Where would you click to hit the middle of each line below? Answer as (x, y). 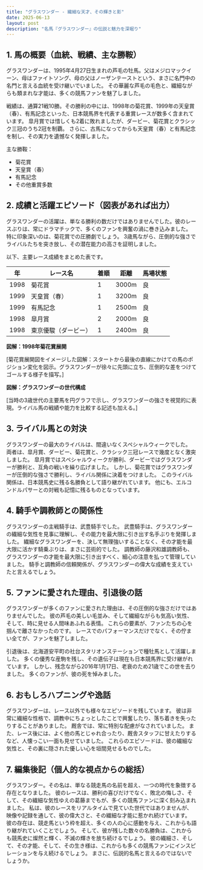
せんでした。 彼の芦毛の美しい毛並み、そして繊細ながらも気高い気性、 (105, 616)
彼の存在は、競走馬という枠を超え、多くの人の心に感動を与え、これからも (99, 823)
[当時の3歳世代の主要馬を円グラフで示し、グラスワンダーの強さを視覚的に (99, 400)
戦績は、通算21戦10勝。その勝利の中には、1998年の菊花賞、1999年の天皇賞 (101, 106)
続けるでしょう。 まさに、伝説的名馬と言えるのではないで (120, 853)
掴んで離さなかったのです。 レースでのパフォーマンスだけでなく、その (94, 631)
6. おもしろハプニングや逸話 (59, 695)
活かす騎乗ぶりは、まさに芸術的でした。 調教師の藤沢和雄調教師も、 (108, 549)
